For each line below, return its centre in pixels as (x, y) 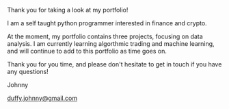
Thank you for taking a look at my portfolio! (68, 10)
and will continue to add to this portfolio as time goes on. (87, 51)
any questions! (28, 72)
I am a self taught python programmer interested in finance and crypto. (107, 23)
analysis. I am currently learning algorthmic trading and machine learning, (111, 44)
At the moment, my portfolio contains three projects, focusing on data (105, 36)
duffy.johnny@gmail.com (42, 98)
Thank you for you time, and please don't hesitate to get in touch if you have (114, 64)
